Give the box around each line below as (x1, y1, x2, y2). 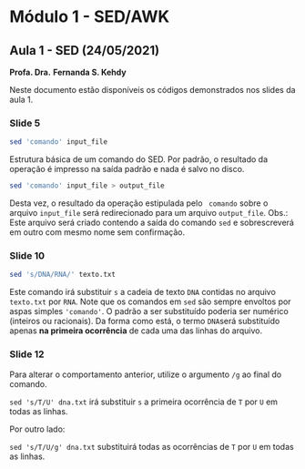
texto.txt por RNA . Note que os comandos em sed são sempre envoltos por (9, 296, 291, 307)
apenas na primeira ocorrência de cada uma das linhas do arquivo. (9, 325, 262, 336)
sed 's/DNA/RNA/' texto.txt (9, 270, 117, 280)
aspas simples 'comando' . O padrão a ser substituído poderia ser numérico (9, 306, 289, 317)
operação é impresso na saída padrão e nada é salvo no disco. (9, 164, 245, 175)
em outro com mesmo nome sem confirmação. (9, 227, 186, 238)
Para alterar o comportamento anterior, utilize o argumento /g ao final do (9, 369, 282, 380)
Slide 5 (9, 117, 41, 129)
